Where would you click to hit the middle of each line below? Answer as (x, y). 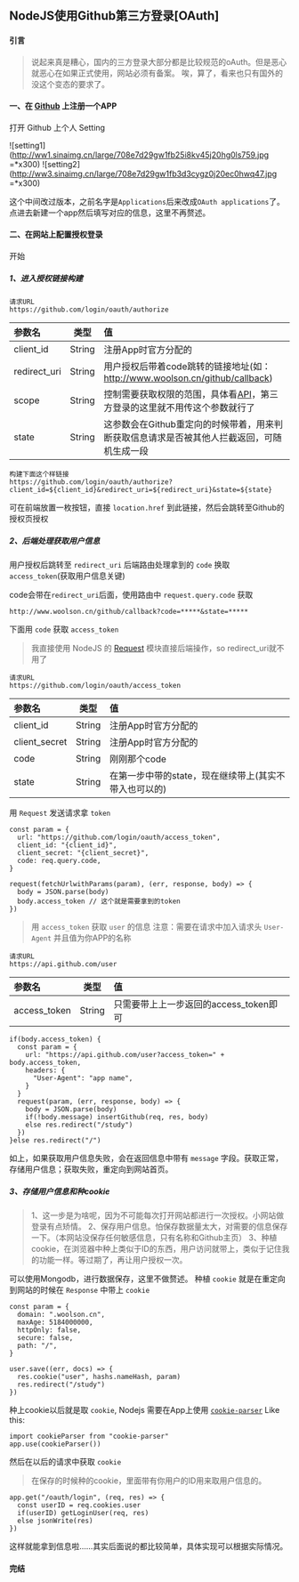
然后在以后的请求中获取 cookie (65, 1461)
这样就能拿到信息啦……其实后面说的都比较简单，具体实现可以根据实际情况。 (149, 1546)
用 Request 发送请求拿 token (60, 812)
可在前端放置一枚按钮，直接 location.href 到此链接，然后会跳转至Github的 (147, 507)
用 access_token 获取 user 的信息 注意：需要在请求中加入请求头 (146, 926)
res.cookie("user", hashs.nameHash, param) (99, 1376)
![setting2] (61, 164)
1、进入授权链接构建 (46, 278)
